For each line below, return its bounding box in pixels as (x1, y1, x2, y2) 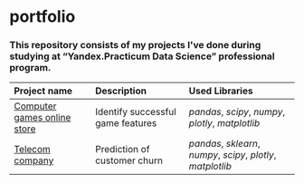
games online (14, 111, 71, 124)
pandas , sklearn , (188, 138, 261, 150)
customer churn (94, 154, 163, 167)
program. (9, 62, 52, 74)
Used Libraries (188, 84, 253, 97)
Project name (14, 84, 73, 97)
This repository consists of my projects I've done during (9, 39, 261, 52)
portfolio (9, 6, 76, 27)
